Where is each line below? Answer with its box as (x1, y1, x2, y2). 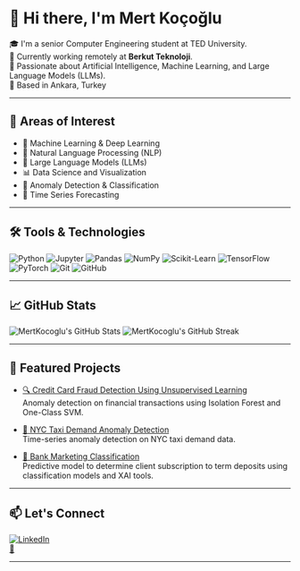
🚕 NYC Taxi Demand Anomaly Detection (21, 424, 170, 435)
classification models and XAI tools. (21, 470, 154, 482)
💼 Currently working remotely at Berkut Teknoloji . (9, 51, 194, 62)
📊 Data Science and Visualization (21, 166, 147, 177)
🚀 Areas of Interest (9, 114, 116, 129)
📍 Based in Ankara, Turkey (9, 80, 107, 90)
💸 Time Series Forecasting (21, 189, 120, 200)
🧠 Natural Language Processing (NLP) (21, 147, 162, 158)
